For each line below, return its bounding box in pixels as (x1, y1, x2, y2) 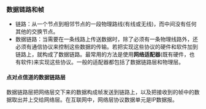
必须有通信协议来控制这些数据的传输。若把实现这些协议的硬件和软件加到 (15, 43, 198, 51)
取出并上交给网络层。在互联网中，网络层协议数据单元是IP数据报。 (11, 96, 178, 103)
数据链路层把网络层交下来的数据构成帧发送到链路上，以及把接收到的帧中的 (6, 88, 194, 96)
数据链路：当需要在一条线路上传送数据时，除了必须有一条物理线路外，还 (15, 35, 198, 43)
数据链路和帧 (6, 5, 45, 13)
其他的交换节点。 (15, 28, 59, 35)
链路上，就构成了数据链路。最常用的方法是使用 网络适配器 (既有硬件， (15, 51, 189, 58)
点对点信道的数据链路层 (6, 73, 66, 80)
